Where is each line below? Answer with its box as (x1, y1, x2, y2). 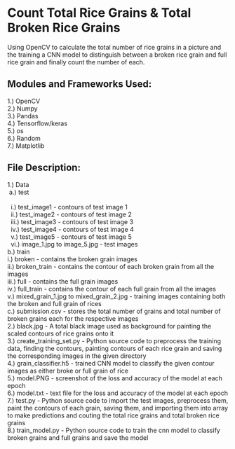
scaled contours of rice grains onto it (7, 329, 114, 338)
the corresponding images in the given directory (7, 352, 147, 360)
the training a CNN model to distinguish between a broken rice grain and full (7, 50, 227, 59)
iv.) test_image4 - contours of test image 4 (10, 225, 135, 233)
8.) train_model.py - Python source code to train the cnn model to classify (7, 426, 221, 434)
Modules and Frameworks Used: (7, 78, 152, 90)
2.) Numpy (7, 104, 38, 113)
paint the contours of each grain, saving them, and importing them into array (7, 403, 229, 412)
